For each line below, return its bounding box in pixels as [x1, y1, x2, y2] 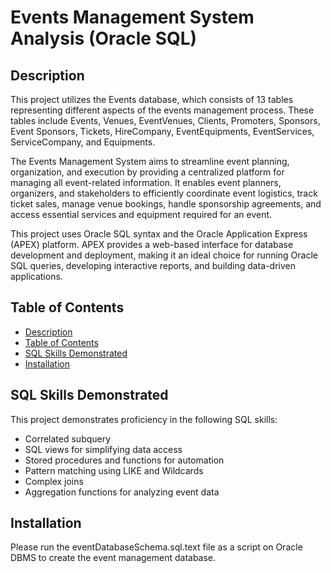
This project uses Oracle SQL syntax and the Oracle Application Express [10, 228, 308, 240]
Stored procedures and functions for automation [24, 454, 225, 466]
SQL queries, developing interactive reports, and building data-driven [10, 260, 296, 271]
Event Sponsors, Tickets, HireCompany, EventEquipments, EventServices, [10, 126, 315, 137]
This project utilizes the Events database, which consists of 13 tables [10, 94, 294, 105]
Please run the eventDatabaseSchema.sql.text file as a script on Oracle [10, 541, 303, 553]
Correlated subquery [24, 432, 112, 445]
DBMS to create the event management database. [10, 552, 217, 564]
